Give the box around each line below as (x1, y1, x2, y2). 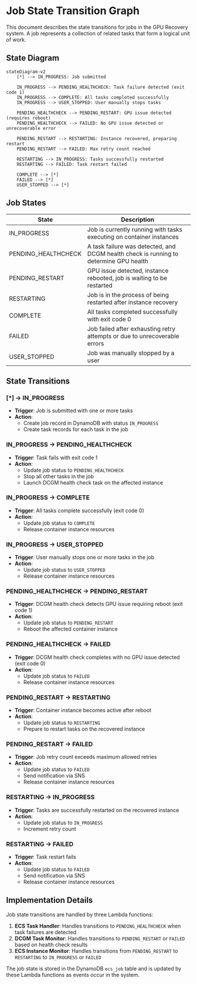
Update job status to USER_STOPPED (23, 566, 106, 573)
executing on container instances (87, 232, 179, 241)
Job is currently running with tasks (87, 225, 183, 234)
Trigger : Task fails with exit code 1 (14, 454, 98, 461)
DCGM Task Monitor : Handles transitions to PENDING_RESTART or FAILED (14, 935, 185, 942)
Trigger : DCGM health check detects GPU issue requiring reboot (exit (14, 601, 183, 608)
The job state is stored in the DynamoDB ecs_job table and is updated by (6, 965, 182, 972)
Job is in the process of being (87, 291, 169, 299)
